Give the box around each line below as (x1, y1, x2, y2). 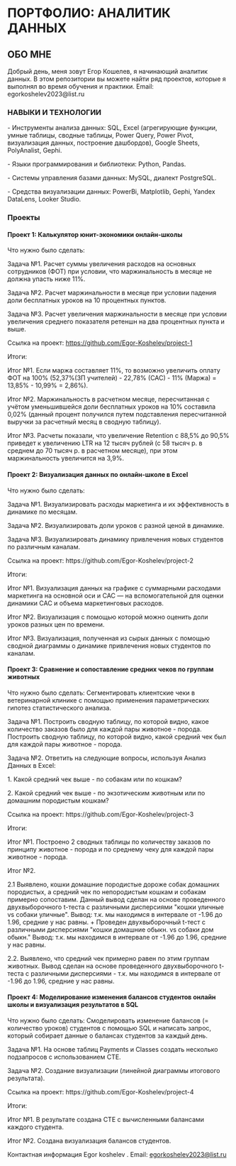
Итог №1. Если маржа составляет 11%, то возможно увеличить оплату (7, 366, 221, 375)
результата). (7, 1074, 45, 1083)
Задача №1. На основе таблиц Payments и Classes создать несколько (7, 1045, 218, 1054)
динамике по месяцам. (7, 507, 78, 516)
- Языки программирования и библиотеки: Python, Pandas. (7, 160, 186, 168)
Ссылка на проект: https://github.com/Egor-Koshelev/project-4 (7, 1088, 194, 1096)
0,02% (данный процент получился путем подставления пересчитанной (7, 410, 227, 419)
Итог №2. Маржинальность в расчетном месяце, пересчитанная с (7, 395, 210, 404)
